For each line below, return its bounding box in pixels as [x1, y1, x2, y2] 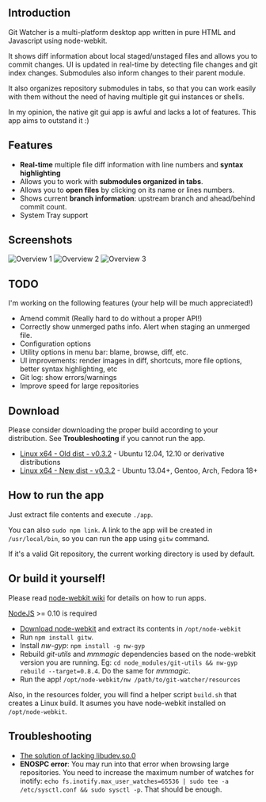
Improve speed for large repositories [19, 381, 139, 391]
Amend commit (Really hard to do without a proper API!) [19, 313, 203, 324]
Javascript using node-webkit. [8, 36, 108, 45]
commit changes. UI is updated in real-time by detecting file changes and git [8, 59, 258, 69]
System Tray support [19, 210, 89, 220]
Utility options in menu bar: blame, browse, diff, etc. [19, 347, 188, 357]
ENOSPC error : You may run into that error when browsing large [19, 759, 230, 769]
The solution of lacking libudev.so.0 [19, 750, 136, 760]
